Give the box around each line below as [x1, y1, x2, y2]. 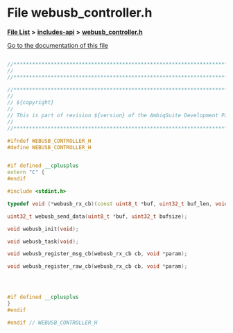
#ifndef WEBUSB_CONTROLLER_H [7, 137, 92, 144]
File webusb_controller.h [7, 5, 153, 21]
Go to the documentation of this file [7, 41, 109, 49]
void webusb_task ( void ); [7, 238, 79, 245]
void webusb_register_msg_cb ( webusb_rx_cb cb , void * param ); [7, 250, 188, 257]
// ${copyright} [7, 99, 54, 106]
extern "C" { [7, 169, 45, 176]
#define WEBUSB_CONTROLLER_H [7, 144, 92, 151]
